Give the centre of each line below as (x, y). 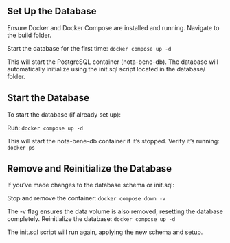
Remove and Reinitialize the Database (89, 169)
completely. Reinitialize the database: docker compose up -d (91, 219)
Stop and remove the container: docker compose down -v (87, 198)
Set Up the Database (52, 11)
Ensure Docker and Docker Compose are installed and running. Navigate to (113, 27)
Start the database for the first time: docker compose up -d (89, 48)
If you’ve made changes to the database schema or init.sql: (91, 185)
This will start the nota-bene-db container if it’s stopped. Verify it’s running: (113, 141)
